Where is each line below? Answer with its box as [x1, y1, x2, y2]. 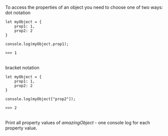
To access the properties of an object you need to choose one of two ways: [5, 5, 163, 10]
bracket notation [5, 65, 39, 70]
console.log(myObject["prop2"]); [5, 97, 76, 102]
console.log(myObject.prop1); [5, 41, 69, 47]
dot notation [5, 10, 31, 16]
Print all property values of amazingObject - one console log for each [5, 120, 150, 125]
